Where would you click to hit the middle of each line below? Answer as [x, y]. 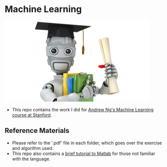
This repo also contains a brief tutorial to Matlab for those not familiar [83, 153]
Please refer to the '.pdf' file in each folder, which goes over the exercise [87, 143]
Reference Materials [37, 131]
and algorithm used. [33, 148]
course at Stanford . [32, 115]
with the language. [31, 158]
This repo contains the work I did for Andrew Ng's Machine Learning [83, 109]
